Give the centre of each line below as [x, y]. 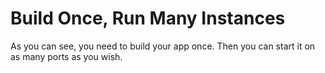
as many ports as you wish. [66, 56]
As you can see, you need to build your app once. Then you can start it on [163, 46]
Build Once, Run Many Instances [148, 18]
